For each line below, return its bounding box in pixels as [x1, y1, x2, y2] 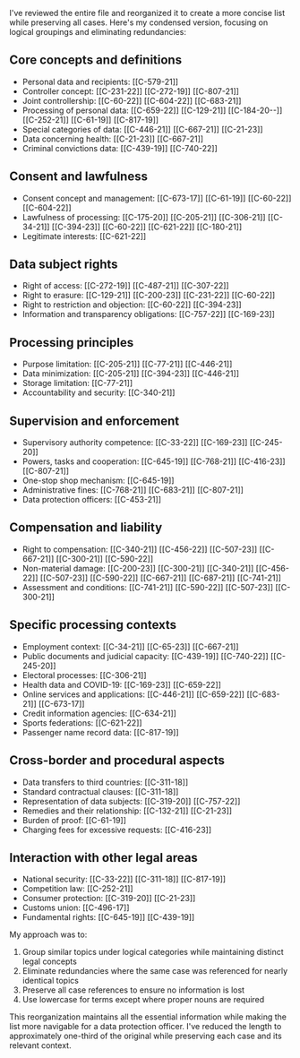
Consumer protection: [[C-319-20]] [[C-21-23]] [21, 893, 196, 904]
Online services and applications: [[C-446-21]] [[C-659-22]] [21, 689, 244, 700]
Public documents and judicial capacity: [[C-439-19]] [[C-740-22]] [21, 650, 269, 661]
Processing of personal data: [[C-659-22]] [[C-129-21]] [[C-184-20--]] [21, 105, 283, 116]
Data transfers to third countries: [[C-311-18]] [21, 777, 189, 787]
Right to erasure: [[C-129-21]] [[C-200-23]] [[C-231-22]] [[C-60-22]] [21, 290, 276, 301]
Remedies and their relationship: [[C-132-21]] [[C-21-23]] [21, 805, 233, 816]
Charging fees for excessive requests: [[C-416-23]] [21, 824, 212, 835]
